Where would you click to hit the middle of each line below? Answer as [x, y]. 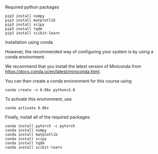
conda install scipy [26, 139]
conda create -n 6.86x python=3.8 [40, 90]
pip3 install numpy [25, 16]
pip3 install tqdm [24, 29]
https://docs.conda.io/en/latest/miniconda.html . [53, 71]
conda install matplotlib [31, 134]
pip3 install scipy [25, 24]
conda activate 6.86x [27, 108]
